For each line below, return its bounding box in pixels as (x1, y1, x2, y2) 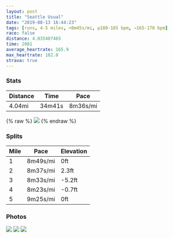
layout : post (6, 8, 38, 15)
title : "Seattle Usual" (6, 14, 64, 20)
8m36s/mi (69, 102, 98, 110)
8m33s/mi (27, 176, 55, 184)
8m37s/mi (27, 167, 55, 175)
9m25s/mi (27, 195, 55, 203)
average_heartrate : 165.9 (6, 47, 69, 53)
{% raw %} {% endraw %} (6, 118, 77, 125)
